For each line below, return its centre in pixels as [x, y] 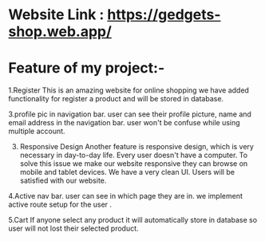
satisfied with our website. [63, 180]
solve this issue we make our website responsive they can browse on [134, 164]
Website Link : [56, 15]
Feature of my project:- [87, 68]
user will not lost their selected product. [73, 228]
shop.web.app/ [60, 32]
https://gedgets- [164, 15]
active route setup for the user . [60, 204]
